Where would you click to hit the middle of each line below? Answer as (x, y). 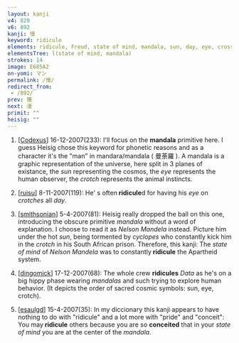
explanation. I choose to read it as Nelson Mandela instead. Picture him (122, 229)
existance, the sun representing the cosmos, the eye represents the (117, 171)
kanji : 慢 (21, 34)
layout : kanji (28, 14)
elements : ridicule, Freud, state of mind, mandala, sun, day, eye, (111, 47)
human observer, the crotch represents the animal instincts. (105, 179)
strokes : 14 (25, 60)
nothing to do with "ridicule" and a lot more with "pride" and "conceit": (121, 317)
